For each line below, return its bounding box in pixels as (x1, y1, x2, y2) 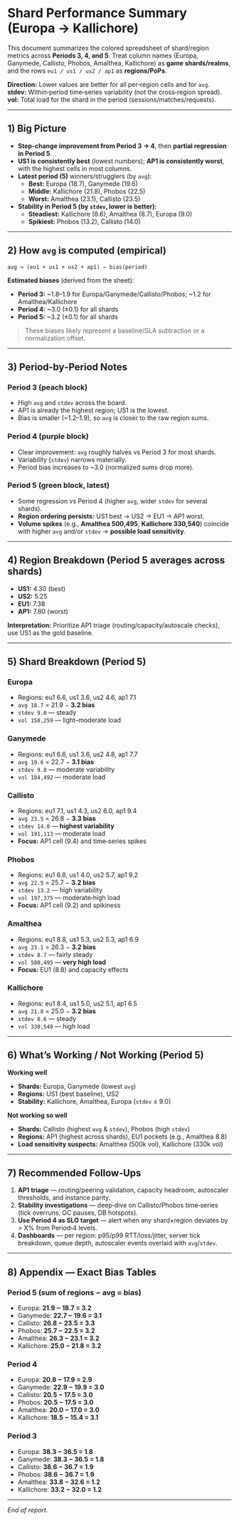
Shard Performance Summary (7, 5, 187, 21)
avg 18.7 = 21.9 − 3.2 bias (17, 701, 95, 709)
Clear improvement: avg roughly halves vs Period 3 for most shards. (17, 447, 217, 456)
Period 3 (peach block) (7, 382, 87, 392)
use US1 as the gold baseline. (7, 628, 94, 637)
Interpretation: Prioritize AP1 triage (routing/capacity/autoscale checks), (7, 621, 221, 629)
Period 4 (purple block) (7, 432, 89, 441)
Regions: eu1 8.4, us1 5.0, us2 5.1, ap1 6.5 (17, 999, 137, 1008)
